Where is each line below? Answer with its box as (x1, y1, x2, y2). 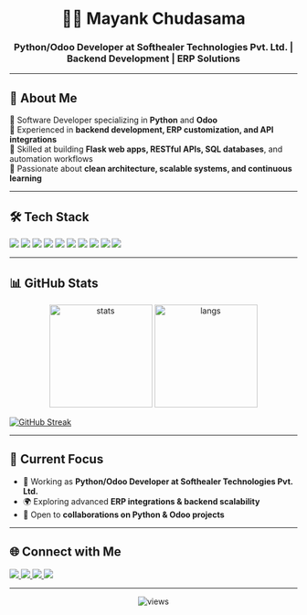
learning (9, 173, 43, 184)
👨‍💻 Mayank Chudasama (61, 8, 246, 29)
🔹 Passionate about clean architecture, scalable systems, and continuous (9, 164, 292, 175)
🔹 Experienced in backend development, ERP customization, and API (9, 124, 274, 135)
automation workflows (9, 154, 94, 164)
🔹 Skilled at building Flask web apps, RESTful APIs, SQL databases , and (9, 143, 283, 154)
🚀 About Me (9, 90, 78, 106)
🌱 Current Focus (9, 451, 104, 467)
